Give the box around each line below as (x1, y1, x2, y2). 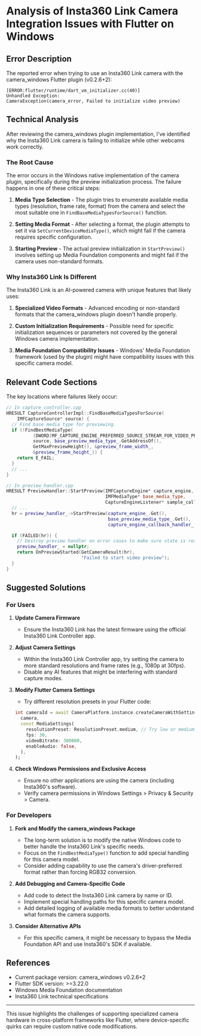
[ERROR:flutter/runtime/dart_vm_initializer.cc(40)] (6, 88, 141, 94)
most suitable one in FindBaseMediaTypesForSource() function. (14, 209, 167, 216)
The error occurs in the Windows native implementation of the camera (6, 172, 179, 179)
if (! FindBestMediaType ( (11, 427, 74, 433)
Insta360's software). (23, 783, 77, 791)
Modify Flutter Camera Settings (14, 686, 95, 693)
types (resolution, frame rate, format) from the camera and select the (14, 203, 185, 210)
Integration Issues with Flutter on (6, 17, 175, 31)
